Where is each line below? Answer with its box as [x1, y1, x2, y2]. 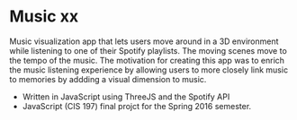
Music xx [9, 6, 79, 27]
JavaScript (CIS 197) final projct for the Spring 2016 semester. [22, 100, 252, 111]
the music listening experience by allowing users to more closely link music [9, 64, 289, 75]
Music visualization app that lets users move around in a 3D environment [9, 36, 279, 47]
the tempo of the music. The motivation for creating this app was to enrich [9, 55, 285, 65]
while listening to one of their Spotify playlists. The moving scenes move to [9, 45, 288, 56]
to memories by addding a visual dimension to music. [9, 73, 207, 84]
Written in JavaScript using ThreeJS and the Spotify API [22, 91, 230, 102]
